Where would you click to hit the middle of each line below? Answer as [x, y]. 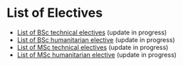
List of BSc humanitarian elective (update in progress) [96, 39]
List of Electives [55, 13]
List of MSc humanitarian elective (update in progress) [97, 55]
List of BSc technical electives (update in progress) [92, 32]
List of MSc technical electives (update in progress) [93, 47]
